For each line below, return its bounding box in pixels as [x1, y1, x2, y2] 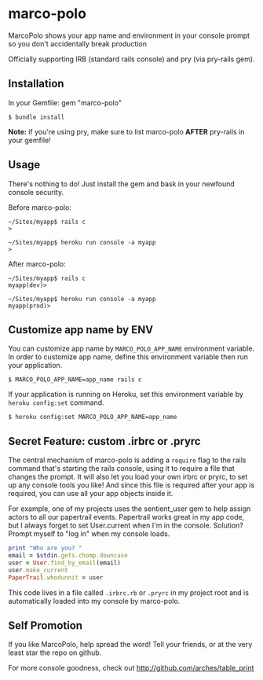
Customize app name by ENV [8, 323, 154, 336]
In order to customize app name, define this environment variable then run [8, 352, 249, 362]
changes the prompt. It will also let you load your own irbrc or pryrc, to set [8, 472, 248, 482]
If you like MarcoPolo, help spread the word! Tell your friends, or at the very [8, 640, 253, 649]
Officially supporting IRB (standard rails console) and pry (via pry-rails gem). [8, 54, 255, 64]
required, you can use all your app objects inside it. [8, 489, 174, 498]
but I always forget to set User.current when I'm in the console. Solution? [8, 520, 243, 531]
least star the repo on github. [8, 648, 102, 657]
